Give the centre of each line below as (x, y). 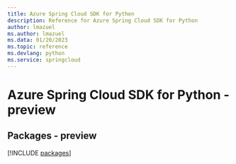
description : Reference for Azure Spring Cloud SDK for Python (103, 20)
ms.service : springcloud (44, 60)
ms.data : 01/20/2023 (38, 40)
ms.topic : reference (38, 47)
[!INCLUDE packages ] (39, 153)
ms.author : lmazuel (36, 34)
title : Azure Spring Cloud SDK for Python (71, 14)
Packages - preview (52, 136)
